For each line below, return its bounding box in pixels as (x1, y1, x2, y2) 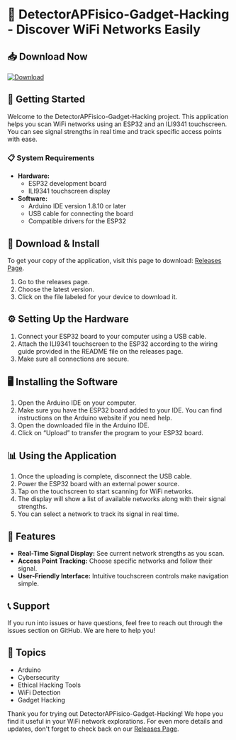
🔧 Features (7, 530, 56, 542)
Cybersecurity (17, 673, 60, 681)
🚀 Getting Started (7, 94, 86, 106)
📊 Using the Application (7, 449, 117, 461)
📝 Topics (7, 646, 47, 658)
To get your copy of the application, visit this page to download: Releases (7, 256, 222, 264)
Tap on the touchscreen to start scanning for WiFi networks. (17, 487, 193, 495)
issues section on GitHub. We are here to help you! (7, 626, 156, 634)
